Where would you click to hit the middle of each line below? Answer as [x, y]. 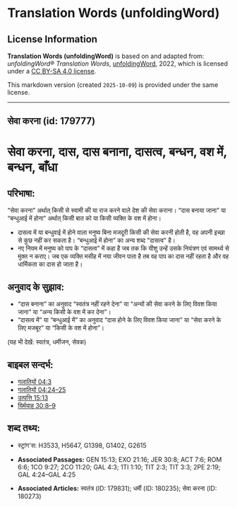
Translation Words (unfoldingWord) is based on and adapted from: [106, 56]
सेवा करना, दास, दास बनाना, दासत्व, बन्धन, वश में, [117, 152]
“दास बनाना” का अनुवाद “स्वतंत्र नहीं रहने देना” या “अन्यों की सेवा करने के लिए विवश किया [117, 304]
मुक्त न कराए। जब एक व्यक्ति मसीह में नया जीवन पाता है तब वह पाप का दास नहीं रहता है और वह [123, 257]
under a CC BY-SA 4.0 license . [52, 71]
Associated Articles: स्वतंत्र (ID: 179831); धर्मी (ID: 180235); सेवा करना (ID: [117, 488]
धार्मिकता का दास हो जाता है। [50, 264]
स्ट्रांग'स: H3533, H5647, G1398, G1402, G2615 [82, 445]
